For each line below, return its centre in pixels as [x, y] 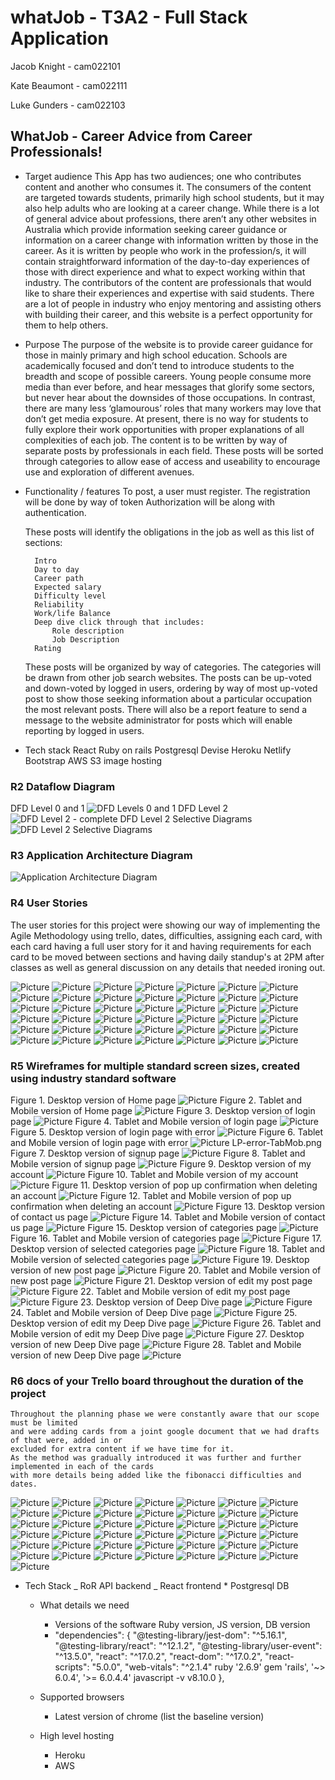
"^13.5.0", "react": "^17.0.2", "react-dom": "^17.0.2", [158, 1657]
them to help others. [66, 325]
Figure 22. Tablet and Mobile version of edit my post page [171, 1291]
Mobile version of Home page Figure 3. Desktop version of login [163, 1110]
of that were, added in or [66, 1441]
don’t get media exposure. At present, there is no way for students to [166, 418]
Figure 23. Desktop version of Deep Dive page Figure [182, 1302]
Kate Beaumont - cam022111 [69, 85]
